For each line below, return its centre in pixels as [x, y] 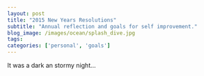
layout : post [26, 13]
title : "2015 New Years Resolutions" [62, 20]
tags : [15, 39]
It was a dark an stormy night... [52, 65]
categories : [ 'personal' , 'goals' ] [59, 46]
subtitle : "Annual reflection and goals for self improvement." [102, 26]
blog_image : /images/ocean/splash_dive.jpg [71, 33]
